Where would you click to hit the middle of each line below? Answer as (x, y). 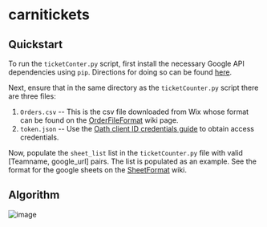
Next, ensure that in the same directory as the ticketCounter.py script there (133, 87)
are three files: (32, 96)
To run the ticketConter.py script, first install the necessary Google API (126, 63)
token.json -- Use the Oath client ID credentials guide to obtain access (137, 129)
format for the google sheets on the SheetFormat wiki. (97, 170)
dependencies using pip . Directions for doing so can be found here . (120, 72)
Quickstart (36, 45)
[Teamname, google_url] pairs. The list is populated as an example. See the (132, 161)
